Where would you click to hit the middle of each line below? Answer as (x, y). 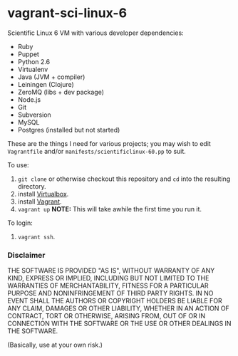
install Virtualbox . (43, 194)
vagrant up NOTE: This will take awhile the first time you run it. (109, 209)
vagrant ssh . (36, 236)
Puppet (28, 54)
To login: (20, 223)
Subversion (34, 115)
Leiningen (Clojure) (46, 84)
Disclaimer (26, 255)
